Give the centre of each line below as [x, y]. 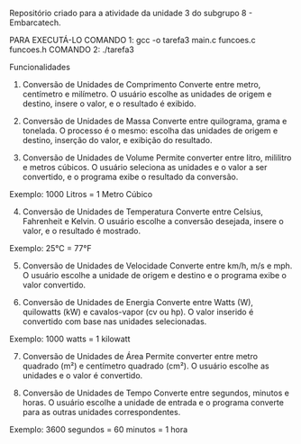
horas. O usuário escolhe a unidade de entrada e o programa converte [153, 403]
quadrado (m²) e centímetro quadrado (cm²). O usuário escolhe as [146, 366]
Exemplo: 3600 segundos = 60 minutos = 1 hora [99, 430]
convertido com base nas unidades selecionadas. [114, 322]
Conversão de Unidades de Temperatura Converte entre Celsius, [143, 212]
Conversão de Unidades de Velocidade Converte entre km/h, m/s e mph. [157, 266]
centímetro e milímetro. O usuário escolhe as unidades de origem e [147, 94]
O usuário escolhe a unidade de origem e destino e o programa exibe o [154, 275]
